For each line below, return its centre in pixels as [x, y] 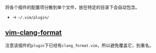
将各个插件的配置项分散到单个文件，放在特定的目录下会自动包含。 [72, 7]
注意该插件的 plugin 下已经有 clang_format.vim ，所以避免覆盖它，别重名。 [79, 45]
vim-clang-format [33, 33]
